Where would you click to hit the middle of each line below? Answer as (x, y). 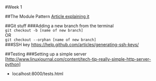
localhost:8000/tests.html (38, 74)
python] (13, 64)
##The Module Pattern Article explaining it (47, 16)
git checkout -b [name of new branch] (44, 31)
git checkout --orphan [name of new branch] (51, 40)
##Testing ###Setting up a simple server (46, 54)
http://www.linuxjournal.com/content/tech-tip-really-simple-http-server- (79, 59)
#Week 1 (14, 7)
